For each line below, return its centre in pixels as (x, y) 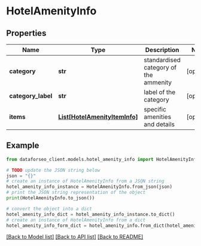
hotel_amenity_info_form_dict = (46, 226)
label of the (160, 92)
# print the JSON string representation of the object (76, 193)
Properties (26, 33)
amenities (158, 117)
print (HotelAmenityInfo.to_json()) (51, 198)
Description (162, 50)
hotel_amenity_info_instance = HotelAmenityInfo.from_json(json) (89, 187)
